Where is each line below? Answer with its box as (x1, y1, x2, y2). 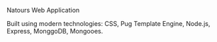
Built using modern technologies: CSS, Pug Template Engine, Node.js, (6, 20, 211, 27)
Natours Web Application (6, 6, 80, 14)
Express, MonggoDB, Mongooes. (6, 27, 104, 35)
